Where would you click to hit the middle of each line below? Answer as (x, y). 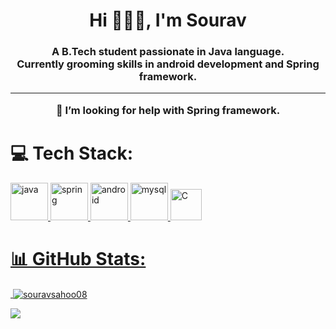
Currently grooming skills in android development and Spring (168, 64)
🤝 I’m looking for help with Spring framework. (168, 110)
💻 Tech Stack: (72, 153)
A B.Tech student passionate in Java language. (168, 52)
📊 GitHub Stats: (78, 258)
